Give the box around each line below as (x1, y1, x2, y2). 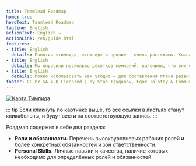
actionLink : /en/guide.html (6, 36, 75, 41)
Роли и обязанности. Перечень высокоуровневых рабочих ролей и (14, 135, 185, 142)
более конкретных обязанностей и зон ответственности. (14, 141, 157, 148)
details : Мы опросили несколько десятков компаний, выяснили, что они (11, 62, 187, 69)
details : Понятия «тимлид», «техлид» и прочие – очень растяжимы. (11, 52, 176, 58)
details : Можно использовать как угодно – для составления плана (11, 73, 174, 79)
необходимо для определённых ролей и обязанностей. (14, 154, 153, 160)
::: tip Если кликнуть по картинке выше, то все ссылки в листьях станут (6, 106, 185, 113)
